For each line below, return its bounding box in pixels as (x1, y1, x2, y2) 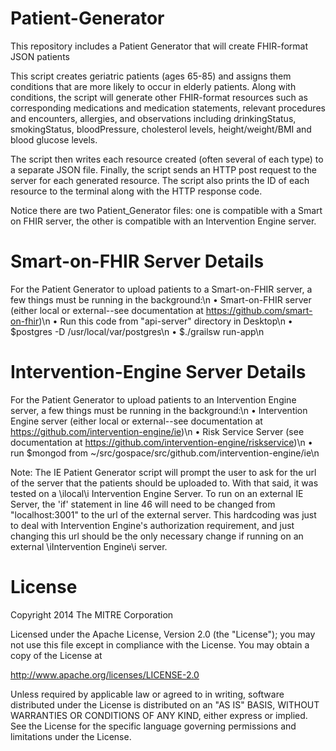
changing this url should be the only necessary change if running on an (10, 530, 304, 542)
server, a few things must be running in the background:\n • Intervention (10, 404, 308, 416)
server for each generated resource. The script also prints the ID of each (10, 174, 310, 186)
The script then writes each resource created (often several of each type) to (10, 153, 324, 165)
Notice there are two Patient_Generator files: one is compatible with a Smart (10, 204, 323, 216)
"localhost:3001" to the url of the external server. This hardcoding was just (10, 508, 317, 521)
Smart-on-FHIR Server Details (10, 250, 265, 273)
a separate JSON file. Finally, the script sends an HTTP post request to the (10, 163, 317, 176)
